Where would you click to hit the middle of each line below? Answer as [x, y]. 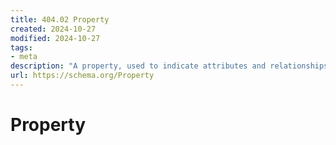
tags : [21, 47]
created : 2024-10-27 [53, 29]
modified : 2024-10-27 [55, 38]
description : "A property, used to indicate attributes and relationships [169, 66]
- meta [24, 57]
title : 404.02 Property [60, 19]
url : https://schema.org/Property [82, 76]
